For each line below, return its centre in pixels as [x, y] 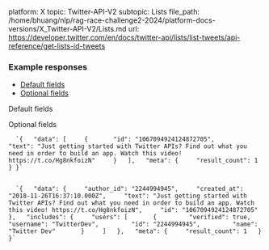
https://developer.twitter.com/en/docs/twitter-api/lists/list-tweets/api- [124, 37]
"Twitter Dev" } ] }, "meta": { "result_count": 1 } [135, 231]
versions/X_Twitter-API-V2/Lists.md [67, 29]
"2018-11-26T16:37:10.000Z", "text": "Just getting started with [128, 196]
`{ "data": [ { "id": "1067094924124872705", [116, 140]
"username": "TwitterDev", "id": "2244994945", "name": [133, 225]
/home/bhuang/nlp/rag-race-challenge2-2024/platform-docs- [112, 20]
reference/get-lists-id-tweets [57, 46]
